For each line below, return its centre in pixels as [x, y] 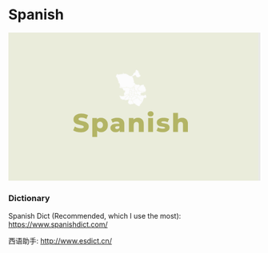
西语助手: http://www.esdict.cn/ [60, 240]
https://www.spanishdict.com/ [58, 224]
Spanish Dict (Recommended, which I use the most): [95, 215]
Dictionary [29, 199]
